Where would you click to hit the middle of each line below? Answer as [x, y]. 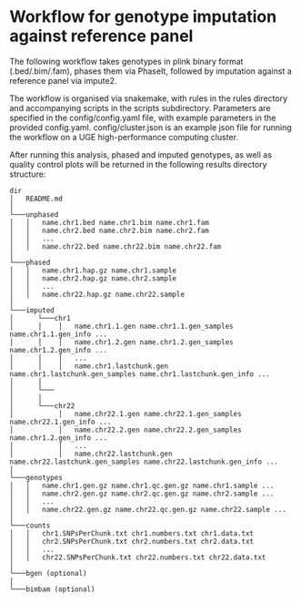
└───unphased [34, 215]
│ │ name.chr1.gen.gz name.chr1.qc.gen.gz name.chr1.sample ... [142, 485]
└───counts [30, 526]
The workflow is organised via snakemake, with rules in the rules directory [149, 98]
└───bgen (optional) [49, 573]
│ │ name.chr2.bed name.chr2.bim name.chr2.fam [109, 230]
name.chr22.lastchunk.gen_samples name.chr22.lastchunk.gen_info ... [144, 462]
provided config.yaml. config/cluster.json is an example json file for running [151, 127]
